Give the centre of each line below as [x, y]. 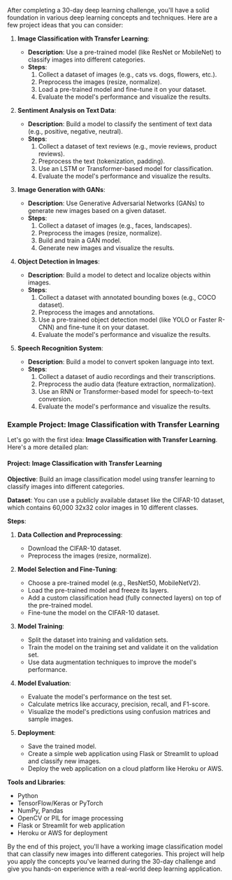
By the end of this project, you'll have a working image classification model [115, 846]
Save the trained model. [62, 746]
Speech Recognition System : [60, 348]
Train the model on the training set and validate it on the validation [123, 647]
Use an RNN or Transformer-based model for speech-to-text [126, 391]
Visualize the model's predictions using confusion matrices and [119, 711]
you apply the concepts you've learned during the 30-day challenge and [111, 861]
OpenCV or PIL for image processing [70, 818]
